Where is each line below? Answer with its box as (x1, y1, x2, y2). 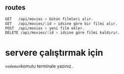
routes (5, 3, 26, 12)
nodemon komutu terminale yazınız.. (5, 63, 74, 69)
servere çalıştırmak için (5, 47, 103, 58)
